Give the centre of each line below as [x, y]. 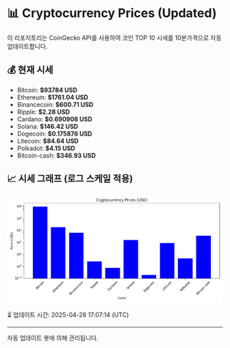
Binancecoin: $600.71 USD [55, 104]
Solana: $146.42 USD [48, 126]
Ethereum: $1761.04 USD [53, 97]
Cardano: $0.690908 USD [54, 119]
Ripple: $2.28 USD [43, 112]
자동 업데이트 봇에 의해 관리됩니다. [53, 338]
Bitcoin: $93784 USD [47, 90]
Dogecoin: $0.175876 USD [54, 134]
